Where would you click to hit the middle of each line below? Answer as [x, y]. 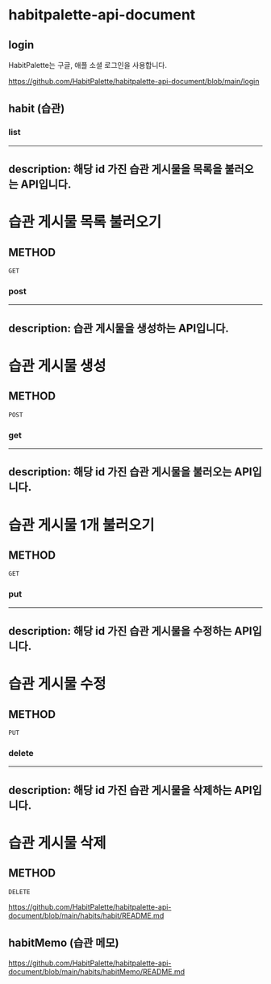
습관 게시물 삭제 [57, 843]
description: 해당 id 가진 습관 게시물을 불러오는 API [130, 472]
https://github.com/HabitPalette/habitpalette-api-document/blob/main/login [134, 81]
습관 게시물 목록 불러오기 [85, 222]
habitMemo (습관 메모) [64, 943]
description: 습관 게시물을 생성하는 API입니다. [119, 328]
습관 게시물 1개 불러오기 [81, 525]
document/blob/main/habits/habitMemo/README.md [97, 971]
